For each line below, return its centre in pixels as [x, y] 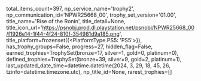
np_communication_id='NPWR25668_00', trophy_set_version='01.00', [91, 15]
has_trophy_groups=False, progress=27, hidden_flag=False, [80, 46]
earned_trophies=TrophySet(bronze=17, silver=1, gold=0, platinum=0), [92, 53]
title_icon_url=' [25, 27]
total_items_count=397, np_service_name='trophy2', [70, 9]
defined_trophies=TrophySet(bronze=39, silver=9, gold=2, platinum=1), [94, 59]
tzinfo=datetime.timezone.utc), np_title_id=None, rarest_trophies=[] [89, 72]
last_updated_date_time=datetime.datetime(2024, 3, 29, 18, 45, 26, [88, 66]
